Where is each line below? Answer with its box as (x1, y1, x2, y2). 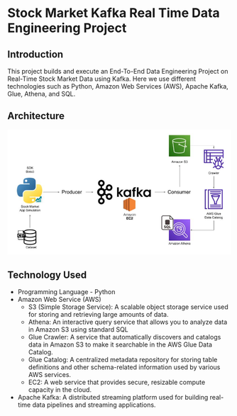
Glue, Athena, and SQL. (7, 90, 76, 98)
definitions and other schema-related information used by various (28, 363, 221, 371)
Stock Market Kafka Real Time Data (7, 5, 220, 21)
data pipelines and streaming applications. (32, 400, 156, 409)
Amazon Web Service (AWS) (17, 296, 101, 304)
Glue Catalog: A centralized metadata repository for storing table (28, 356, 218, 364)
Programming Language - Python (17, 288, 116, 296)
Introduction (7, 48, 64, 60)
